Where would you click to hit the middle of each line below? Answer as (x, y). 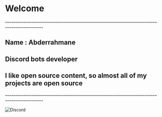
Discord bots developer (41, 59)
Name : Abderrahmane (40, 43)
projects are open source (44, 83)
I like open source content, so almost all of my (76, 76)
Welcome (25, 9)
